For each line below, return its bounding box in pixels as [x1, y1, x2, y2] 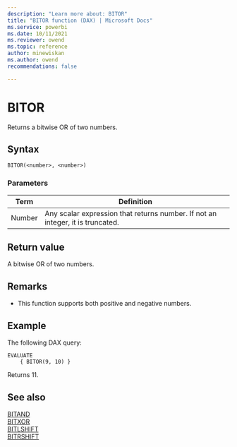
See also [7, 391, 46, 403]
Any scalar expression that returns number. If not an [44, 208, 217, 218]
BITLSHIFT [7, 424, 39, 433]
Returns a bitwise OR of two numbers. [7, 123, 118, 131]
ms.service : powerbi [7, 23, 68, 30]
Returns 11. [7, 371, 39, 379]
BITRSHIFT [7, 432, 39, 441]
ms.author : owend [7, 56, 59, 64]
